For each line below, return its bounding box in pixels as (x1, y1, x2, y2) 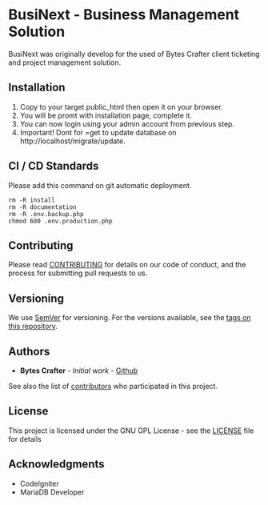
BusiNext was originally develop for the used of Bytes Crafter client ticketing (8, 49, 260, 58)
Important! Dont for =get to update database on (19, 127, 178, 137)
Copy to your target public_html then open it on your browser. (19, 102, 223, 111)
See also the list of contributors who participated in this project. (8, 382, 218, 391)
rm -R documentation (8, 202, 78, 211)
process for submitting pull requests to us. (8, 268, 148, 278)
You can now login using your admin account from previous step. (19, 118, 234, 129)
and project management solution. (8, 58, 122, 67)
